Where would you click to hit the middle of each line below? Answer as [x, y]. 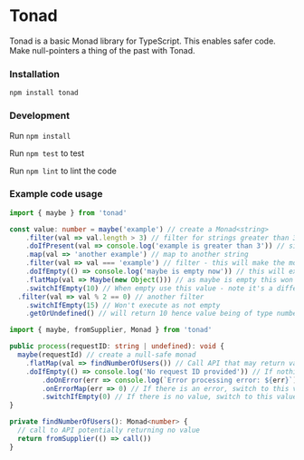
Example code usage [56, 194]
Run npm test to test [47, 153]
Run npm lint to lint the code [63, 171]
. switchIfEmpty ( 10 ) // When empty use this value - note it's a [149, 288]
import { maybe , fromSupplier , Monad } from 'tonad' [111, 330]
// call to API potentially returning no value [109, 431]
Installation [35, 73]
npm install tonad [44, 93]
